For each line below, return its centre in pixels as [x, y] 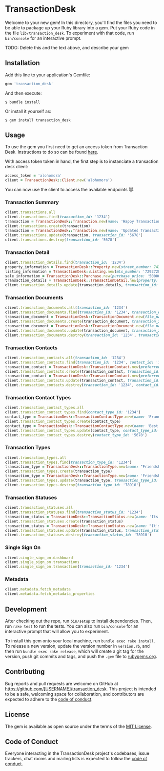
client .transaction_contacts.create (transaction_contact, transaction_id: [83, 371]
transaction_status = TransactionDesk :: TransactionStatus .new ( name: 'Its [82, 517]
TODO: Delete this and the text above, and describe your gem [67, 47]
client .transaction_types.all [36, 458]
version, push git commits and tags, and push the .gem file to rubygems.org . [81, 657]
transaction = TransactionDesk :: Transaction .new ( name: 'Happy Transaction [83, 222]
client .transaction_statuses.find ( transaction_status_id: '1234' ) [74, 512]
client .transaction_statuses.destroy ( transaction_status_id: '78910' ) [78, 535]
